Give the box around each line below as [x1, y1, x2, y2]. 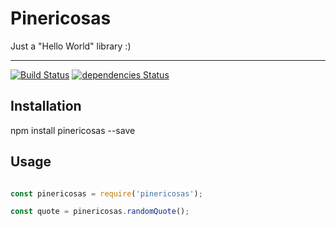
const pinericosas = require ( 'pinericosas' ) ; [10, 188, 203, 199]
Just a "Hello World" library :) [10, 40, 132, 52]
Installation [10, 98, 82, 115]
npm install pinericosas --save [10, 124, 136, 136]
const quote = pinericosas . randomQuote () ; [10, 207, 190, 217]
